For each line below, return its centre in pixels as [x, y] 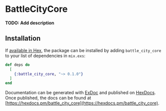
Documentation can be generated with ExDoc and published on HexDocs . [81, 93]
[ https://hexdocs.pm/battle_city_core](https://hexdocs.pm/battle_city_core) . [82, 103]
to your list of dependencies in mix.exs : [45, 55]
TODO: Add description [30, 23]
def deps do [17, 65]
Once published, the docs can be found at [48, 98]
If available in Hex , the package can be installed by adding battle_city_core [83, 50]
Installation [23, 38]
